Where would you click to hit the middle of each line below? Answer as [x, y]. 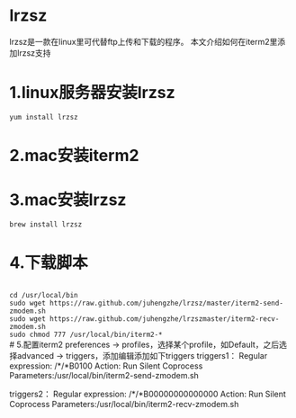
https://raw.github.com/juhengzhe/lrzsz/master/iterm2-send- [166, 303]
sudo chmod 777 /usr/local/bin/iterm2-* [86, 334]
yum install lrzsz [44, 117]
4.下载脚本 [49, 263]
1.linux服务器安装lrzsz [92, 93]
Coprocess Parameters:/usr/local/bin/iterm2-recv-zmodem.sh [124, 404]
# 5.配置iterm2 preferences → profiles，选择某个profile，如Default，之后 [144, 344]
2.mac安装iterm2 [74, 156]
